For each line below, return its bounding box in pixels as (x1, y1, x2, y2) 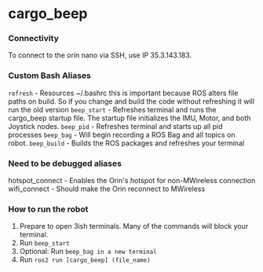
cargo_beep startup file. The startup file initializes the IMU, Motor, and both (8, 113, 251, 123)
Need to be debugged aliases (8, 158, 122, 169)
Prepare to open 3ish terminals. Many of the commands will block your (19, 222, 249, 231)
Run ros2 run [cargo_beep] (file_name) (19, 255, 151, 264)
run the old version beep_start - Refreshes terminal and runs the (8, 105, 217, 114)
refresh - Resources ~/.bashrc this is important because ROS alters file (8, 88, 239, 97)
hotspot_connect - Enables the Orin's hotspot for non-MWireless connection (8, 176, 256, 186)
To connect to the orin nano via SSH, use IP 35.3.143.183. (8, 50, 192, 60)
